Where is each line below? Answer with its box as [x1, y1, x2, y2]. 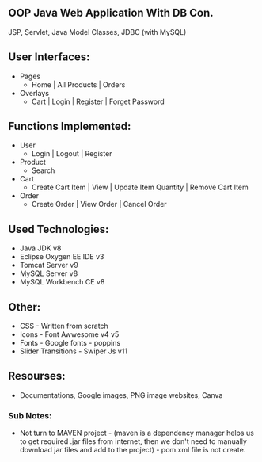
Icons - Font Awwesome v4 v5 [19, 330, 120, 339]
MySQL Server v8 [19, 269, 78, 278]
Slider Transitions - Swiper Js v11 [19, 346, 128, 356]
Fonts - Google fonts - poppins [19, 338, 121, 348]
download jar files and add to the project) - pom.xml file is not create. [19, 445, 246, 455]
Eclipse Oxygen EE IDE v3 [19, 252, 104, 262]
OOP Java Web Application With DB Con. [8, 6, 214, 20]
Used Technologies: [8, 222, 109, 236]
